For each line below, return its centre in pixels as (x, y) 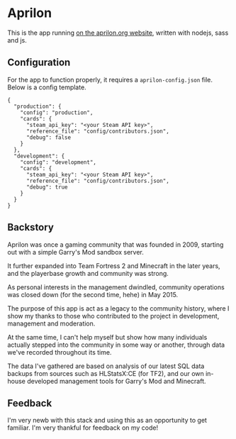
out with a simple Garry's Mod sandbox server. (75, 252)
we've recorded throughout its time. (60, 352)
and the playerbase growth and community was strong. (88, 273)
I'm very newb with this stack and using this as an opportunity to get (107, 421)
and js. (17, 40)
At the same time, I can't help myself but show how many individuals (107, 337)
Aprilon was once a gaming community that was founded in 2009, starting (116, 244)
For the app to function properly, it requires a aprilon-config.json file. (110, 79)
